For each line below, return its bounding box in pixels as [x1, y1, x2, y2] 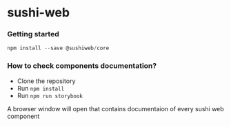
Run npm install [17, 84, 65, 92]
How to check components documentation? [7, 61, 157, 71]
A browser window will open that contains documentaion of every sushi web [7, 104, 224, 113]
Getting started [7, 30, 60, 39]
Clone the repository [17, 77, 76, 85]
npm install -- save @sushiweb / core [7, 45, 110, 52]
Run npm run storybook [17, 91, 83, 100]
